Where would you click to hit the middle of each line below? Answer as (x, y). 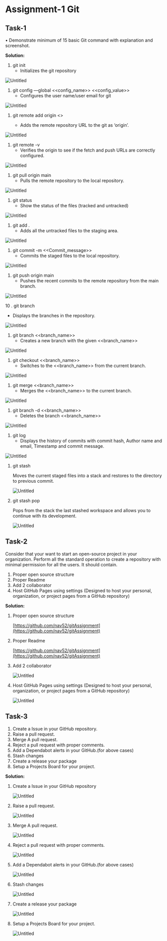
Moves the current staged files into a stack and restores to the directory (87, 476)
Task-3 (16, 717)
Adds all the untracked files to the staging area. (69, 231)
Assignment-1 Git (42, 9)
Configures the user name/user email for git (66, 96)
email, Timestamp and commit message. (62, 446)
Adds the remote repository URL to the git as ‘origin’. (74, 125)
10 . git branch (20, 306)
